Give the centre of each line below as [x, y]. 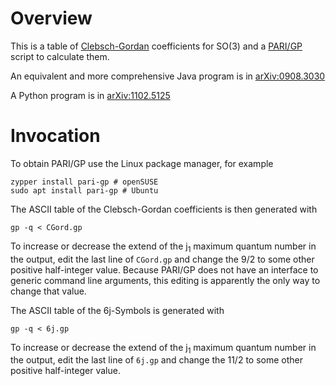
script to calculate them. [60, 56]
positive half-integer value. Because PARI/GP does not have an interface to [164, 269]
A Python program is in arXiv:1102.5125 [90, 95]
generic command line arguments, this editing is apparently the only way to [165, 280]
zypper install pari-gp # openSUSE [84, 182]
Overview [51, 18]
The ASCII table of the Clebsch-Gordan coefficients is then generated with [164, 209]
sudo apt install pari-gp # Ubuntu [84, 190]
